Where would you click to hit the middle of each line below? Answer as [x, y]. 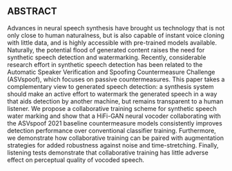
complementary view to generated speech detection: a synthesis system [110, 86]
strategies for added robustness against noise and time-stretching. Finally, [113, 145]
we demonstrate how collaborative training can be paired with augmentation [116, 138]
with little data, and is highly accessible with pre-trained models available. [112, 42]
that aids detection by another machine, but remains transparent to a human [115, 101]
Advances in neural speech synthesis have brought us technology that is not [116, 28]
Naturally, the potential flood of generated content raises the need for [106, 50]
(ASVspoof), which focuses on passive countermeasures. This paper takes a [116, 79]
